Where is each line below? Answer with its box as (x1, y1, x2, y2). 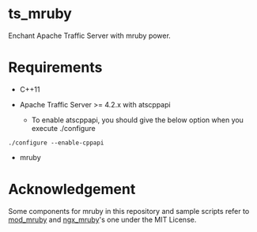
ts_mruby (8, 5, 73, 23)
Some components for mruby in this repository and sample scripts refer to (8, 206, 250, 215)
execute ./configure (31, 123, 96, 133)
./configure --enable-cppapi (8, 139, 104, 147)
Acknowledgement (8, 181, 136, 198)
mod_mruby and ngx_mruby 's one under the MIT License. (8, 215, 197, 224)
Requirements (8, 58, 103, 77)
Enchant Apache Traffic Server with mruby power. (8, 31, 172, 40)
